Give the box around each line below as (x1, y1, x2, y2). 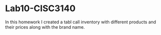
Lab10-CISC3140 (5, 3, 76, 14)
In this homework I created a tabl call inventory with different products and (5, 19, 157, 25)
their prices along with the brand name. (5, 24, 85, 30)
